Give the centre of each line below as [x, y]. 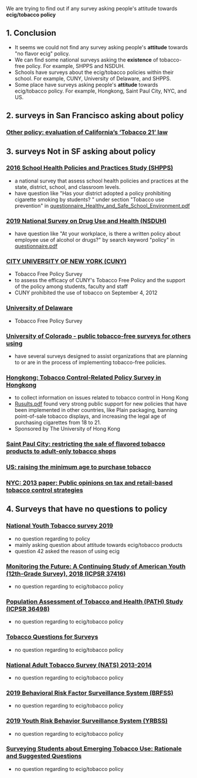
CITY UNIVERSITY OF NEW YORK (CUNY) [67, 262]
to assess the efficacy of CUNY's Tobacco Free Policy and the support [100, 280]
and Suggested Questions [44, 756]
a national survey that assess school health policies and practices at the [101, 181]
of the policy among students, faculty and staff [71, 286]
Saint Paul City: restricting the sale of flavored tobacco [86, 444]
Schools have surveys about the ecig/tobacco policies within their [94, 72]
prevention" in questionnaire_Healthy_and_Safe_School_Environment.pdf [102, 205]
